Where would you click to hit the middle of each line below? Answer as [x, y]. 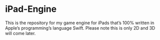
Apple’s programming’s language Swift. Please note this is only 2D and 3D [80, 28]
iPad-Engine [31, 9]
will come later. [20, 33]
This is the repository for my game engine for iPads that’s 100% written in [80, 23]
